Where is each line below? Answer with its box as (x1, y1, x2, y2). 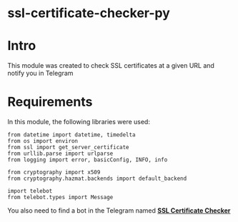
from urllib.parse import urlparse (7, 150, 114, 158)
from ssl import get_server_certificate (7, 144, 130, 151)
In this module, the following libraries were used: (7, 118, 150, 126)
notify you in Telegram (7, 69, 74, 78)
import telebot (7, 188, 53, 195)
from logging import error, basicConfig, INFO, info (7, 156, 168, 163)
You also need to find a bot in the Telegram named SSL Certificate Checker (7, 206, 231, 215)
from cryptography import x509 (7, 169, 101, 176)
